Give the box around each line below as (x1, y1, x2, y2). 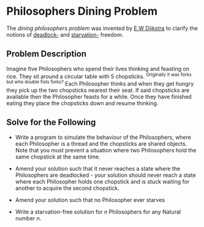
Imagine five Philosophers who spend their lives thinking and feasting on (6, 65, 190, 72)
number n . (15, 214, 42, 221)
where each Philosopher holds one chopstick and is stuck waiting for (15, 177, 190, 185)
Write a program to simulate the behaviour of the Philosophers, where (15, 133, 192, 141)
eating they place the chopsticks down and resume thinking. (6, 100, 159, 107)
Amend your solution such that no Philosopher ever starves (15, 196, 165, 203)
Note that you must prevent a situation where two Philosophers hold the (15, 146, 197, 154)
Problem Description (6, 49, 87, 59)
